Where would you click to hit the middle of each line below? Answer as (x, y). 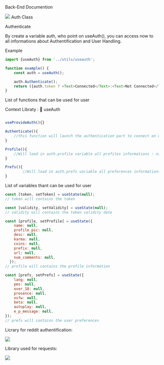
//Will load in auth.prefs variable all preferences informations (92, 172)
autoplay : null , (31, 307)
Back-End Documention (29, 7)
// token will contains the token (40, 199)
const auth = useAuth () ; (39, 73)
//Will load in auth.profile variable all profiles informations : (84, 154)
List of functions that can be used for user (47, 100)
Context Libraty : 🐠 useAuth (33, 110)
